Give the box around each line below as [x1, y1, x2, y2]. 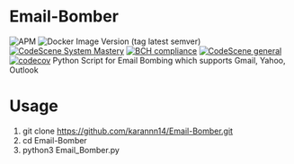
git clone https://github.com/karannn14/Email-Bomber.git [22, 125, 234, 136]
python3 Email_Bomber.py [22, 144, 120, 155]
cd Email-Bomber [22, 134, 87, 145]
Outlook [9, 65, 39, 75]
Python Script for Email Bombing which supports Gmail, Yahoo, [52, 55, 286, 65]
